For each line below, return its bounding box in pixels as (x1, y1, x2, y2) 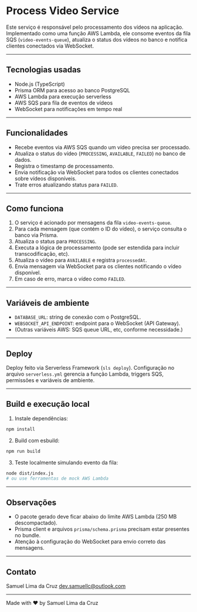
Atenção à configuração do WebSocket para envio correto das (14, 538, 166, 545)
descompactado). (14, 519, 57, 527)
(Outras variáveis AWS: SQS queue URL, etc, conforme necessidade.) (14, 326, 183, 333)
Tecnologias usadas (6, 65, 81, 75)
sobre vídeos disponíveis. (14, 175, 77, 182)
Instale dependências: (14, 414, 69, 422)
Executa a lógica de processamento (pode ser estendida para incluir (14, 244, 180, 251)
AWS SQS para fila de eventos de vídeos (14, 99, 113, 106)
